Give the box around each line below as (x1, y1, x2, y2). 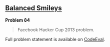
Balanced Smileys (5, 4, 62, 12)
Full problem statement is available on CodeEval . (5, 36, 105, 42)
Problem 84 (5, 17, 30, 23)
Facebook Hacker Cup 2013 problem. (17, 27, 94, 33)
